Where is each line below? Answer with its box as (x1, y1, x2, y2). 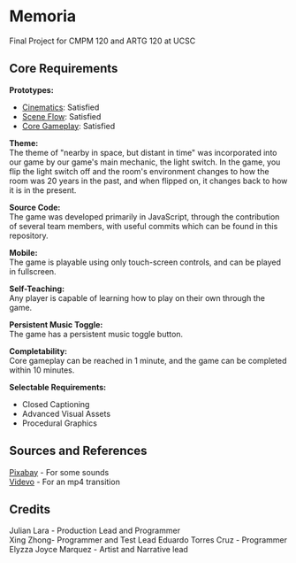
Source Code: (9, 202, 61, 212)
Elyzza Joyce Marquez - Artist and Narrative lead (9, 544, 188, 555)
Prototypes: (9, 84, 55, 95)
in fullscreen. (9, 266, 57, 276)
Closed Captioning (21, 398, 90, 409)
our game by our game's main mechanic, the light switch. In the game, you (9, 157, 281, 167)
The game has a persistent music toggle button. (9, 328, 184, 339)
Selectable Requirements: (9, 382, 107, 392)
